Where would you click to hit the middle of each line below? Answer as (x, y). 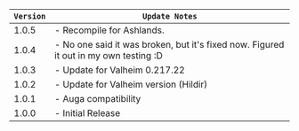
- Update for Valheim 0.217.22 (120, 70)
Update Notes (170, 16)
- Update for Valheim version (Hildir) (131, 85)
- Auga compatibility (98, 99)
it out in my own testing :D (109, 55)
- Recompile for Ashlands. (109, 30)
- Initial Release (88, 113)
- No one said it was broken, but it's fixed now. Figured (170, 45)
